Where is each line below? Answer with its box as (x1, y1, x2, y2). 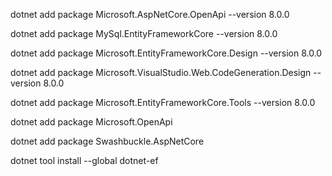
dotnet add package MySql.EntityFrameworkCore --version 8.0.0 (10, 28, 278, 39)
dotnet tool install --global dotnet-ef (10, 155, 159, 166)
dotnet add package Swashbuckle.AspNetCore (10, 135, 205, 147)
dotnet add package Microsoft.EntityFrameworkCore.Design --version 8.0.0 (10, 47, 323, 59)
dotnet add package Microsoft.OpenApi (10, 116, 173, 128)
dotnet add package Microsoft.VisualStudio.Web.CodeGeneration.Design (10, 67, 312, 78)
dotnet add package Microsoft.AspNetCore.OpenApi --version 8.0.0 (10, 9, 290, 20)
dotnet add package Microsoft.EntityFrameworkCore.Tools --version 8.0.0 (10, 97, 316, 108)
